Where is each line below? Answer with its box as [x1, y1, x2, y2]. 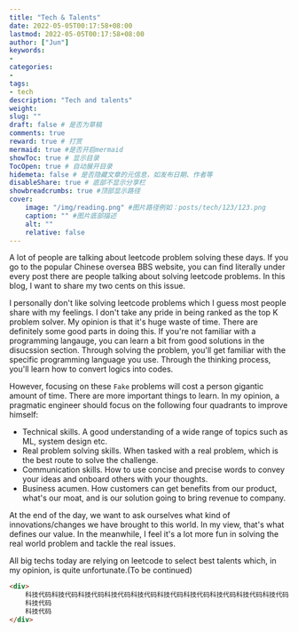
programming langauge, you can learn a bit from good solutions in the [9, 335, 265, 347]
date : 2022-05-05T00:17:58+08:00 [9, 21, 133, 30]
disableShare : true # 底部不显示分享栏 [9, 179, 146, 188]
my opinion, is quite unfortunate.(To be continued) [9, 565, 192, 576]
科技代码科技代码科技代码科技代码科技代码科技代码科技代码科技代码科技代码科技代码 [25, 590, 290, 600]
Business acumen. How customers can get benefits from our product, [21, 484, 278, 494]
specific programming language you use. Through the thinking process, [9, 355, 271, 365]
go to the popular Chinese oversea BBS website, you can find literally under [9, 261, 286, 272]
